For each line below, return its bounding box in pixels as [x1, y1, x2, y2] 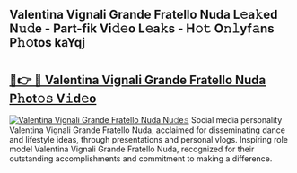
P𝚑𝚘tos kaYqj [9, 35, 85, 50]
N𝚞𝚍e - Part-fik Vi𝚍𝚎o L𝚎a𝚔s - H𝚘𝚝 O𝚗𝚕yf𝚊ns [9, 22, 275, 37]
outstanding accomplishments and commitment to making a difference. [9, 153, 273, 164]
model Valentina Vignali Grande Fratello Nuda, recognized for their [9, 143, 255, 154]
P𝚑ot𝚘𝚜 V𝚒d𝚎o [9, 91, 97, 106]
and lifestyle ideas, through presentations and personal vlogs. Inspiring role [9, 134, 289, 144]
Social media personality [191, 115, 283, 125]
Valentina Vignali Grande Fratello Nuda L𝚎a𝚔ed [9, 7, 278, 22]
